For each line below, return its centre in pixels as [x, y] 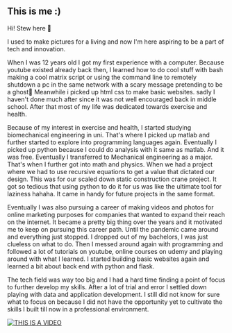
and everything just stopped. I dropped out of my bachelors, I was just [108, 237]
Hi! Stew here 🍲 [30, 28]
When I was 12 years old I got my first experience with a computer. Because [116, 62]
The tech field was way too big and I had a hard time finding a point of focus [116, 280]
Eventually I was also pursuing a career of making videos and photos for [110, 207]
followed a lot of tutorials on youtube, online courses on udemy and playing [115, 251]
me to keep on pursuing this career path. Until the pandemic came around [113, 229]
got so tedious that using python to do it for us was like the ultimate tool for [115, 186]
